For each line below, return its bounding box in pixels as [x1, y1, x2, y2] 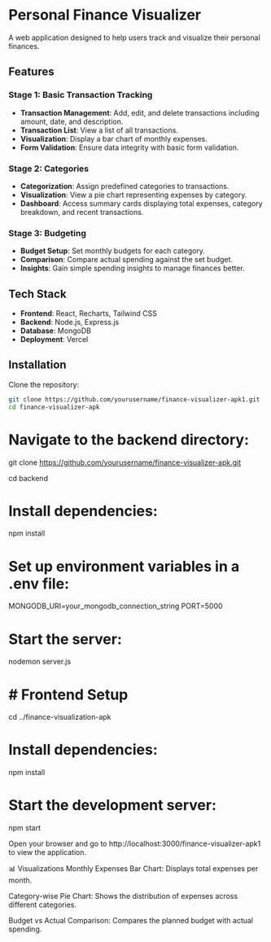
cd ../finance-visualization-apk [8, 712, 111, 722]
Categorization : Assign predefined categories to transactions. [20, 181, 229, 191]
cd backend [8, 473, 49, 483]
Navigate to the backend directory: [8, 430, 250, 449]
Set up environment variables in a [8, 557, 240, 576]
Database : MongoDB [20, 326, 92, 335]
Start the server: [8, 629, 122, 648]
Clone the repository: [8, 379, 80, 389]
